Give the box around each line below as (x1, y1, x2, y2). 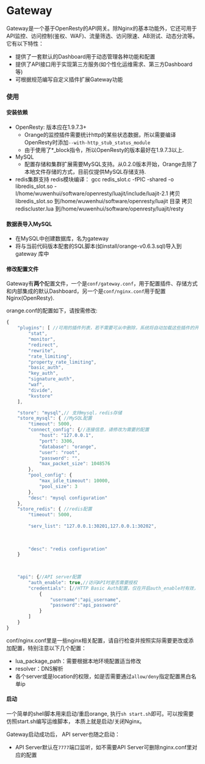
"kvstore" (28, 393, 53, 399)
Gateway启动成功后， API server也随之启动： (6, 730, 120, 738)
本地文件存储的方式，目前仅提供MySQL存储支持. (24, 168, 146, 176)
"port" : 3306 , (38, 438, 75, 444)
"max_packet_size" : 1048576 (38, 461, 111, 467)
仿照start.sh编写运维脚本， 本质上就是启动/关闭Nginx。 (6, 718, 145, 725)
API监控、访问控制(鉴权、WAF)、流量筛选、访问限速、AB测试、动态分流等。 (6, 32, 198, 40)
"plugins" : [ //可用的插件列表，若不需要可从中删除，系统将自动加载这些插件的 (17, 325, 195, 331)
